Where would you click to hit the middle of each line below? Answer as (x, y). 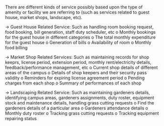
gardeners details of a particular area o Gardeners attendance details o (77, 108)
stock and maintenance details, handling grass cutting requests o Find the (80, 103)
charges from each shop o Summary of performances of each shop (73, 83)
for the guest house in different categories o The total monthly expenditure (80, 37)
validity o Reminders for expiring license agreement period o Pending (75, 78)
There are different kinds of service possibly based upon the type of (74, 7)
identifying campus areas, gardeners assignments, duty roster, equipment (80, 98)
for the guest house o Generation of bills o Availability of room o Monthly (78, 42)
